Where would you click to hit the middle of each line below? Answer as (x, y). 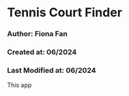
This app (19, 85)
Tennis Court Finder (65, 13)
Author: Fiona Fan (38, 34)
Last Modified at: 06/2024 (52, 70)
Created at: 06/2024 (42, 52)
